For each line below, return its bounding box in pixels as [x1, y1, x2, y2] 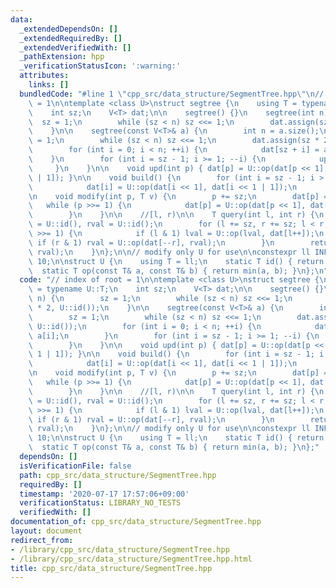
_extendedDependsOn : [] [19, 24, 118, 34]
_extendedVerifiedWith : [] [19, 42, 132, 53]
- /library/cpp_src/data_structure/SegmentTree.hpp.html [10, 554, 253, 564]
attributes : [19, 71, 70, 81]
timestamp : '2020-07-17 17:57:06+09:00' [19, 489, 190, 499]
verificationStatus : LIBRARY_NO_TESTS [19, 498, 182, 508]
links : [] [28, 80, 70, 90]
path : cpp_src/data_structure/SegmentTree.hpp [19, 470, 217, 480]
